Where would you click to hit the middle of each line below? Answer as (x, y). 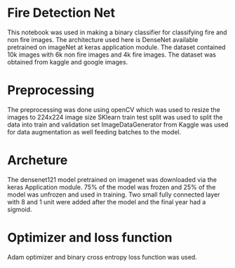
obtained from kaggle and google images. (68, 62)
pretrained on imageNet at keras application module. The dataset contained (116, 47)
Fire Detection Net (61, 13)
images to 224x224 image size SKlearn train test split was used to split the (115, 117)
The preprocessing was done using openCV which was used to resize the (114, 109)
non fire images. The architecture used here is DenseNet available (103, 39)
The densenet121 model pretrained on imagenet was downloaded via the (112, 179)
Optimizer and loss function (90, 238)
